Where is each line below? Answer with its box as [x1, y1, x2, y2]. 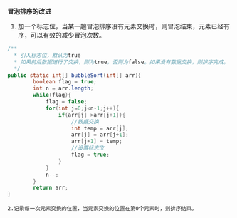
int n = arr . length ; [33, 85, 94, 92]
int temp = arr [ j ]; [70, 125, 130, 132]
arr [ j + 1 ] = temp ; [70, 138, 122, 145]
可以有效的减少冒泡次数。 [30, 31, 105, 39]
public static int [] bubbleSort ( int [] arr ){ [7, 71, 142, 79]
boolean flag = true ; [33, 78, 98, 85]
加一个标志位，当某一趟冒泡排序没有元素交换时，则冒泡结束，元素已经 [17, 22, 224, 31]
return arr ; [33, 185, 69, 192]
